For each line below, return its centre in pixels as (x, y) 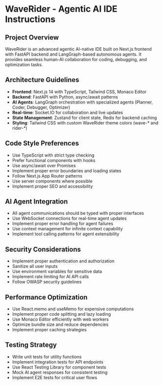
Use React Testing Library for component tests (59, 367)
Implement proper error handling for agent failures (63, 223)
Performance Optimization (46, 297)
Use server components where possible (52, 181)
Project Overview (32, 37)
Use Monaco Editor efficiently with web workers (60, 319)
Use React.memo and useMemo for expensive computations (73, 309)
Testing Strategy (31, 345)
